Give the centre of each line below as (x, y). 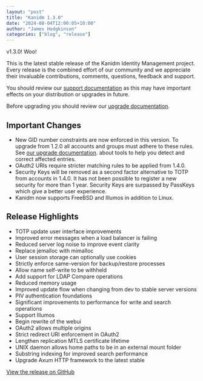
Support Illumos (35, 315)
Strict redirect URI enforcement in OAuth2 (67, 334)
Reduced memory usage (46, 283)
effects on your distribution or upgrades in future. (68, 94)
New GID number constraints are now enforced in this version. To (97, 139)
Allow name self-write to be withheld (61, 270)
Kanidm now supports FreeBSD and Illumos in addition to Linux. (94, 197)
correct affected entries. (45, 159)
